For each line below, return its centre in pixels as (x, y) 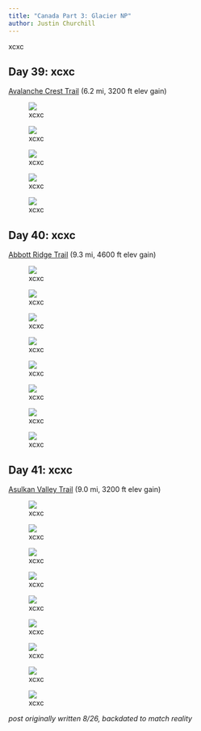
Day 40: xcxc (42, 235)
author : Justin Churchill (52, 23)
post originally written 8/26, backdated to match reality (100, 718)
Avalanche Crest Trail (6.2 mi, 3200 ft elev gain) (88, 91)
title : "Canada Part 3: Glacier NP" (70, 16)
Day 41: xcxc (40, 470)
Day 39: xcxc (42, 71)
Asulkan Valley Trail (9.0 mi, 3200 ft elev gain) (85, 489)
